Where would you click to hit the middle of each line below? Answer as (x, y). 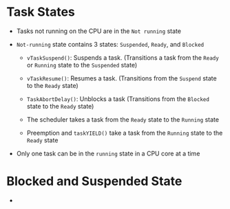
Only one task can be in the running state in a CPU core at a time (108, 153)
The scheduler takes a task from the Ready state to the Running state (123, 119)
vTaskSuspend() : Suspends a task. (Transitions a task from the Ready (123, 57)
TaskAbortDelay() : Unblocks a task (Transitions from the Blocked (118, 99)
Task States (41, 12)
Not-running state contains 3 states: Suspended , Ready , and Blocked (110, 44)
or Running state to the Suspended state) (82, 65)
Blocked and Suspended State (94, 181)
